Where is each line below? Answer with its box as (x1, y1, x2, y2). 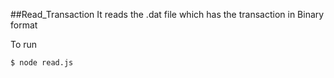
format (10, 19, 38, 31)
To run (10, 39, 38, 50)
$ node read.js (10, 58, 74, 68)
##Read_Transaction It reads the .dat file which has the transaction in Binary (10, 9, 325, 20)
